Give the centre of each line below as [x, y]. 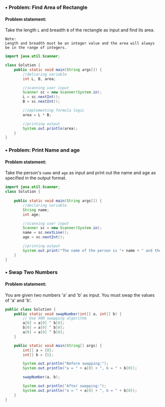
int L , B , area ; [39, 79]
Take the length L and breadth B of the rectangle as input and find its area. [80, 30]
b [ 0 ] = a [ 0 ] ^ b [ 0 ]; [44, 328]
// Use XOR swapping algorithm [55, 318]
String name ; [36, 210]
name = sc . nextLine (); [46, 233]
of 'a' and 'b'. [18, 300]
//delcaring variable [45, 74]
